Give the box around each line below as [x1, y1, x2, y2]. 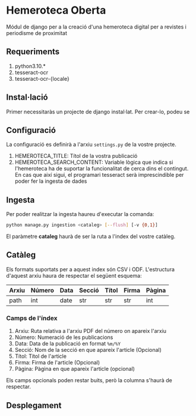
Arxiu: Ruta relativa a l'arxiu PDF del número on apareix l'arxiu [14, 328, 167, 335]
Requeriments [6, 47, 60, 57]
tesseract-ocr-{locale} [14, 75, 69, 82]
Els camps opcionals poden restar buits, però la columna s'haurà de [6, 377, 172, 384]
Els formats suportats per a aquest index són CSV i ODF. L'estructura [6, 265, 175, 273]
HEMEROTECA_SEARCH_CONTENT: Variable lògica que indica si [14, 158, 173, 166]
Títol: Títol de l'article [14, 353, 67, 360]
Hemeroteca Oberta [6, 4, 106, 17]
